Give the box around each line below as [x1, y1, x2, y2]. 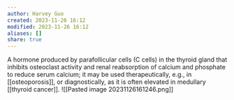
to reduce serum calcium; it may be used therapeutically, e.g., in [7, 71, 192, 79]
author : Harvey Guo [7, 10, 64, 17]
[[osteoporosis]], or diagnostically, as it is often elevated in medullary [7, 78, 206, 86]
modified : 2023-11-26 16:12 [7, 23, 89, 30]
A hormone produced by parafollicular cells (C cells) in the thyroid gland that [7, 55, 228, 64]
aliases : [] [7, 29, 42, 37]
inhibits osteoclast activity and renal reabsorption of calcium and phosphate [7, 63, 226, 71]
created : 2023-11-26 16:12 [7, 17, 86, 24]
